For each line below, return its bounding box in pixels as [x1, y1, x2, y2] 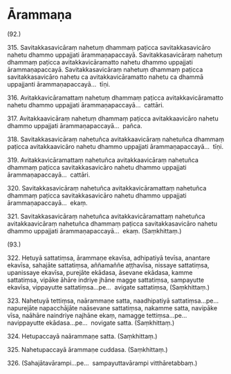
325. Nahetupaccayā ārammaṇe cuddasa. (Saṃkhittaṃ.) [7, 345, 168, 353]
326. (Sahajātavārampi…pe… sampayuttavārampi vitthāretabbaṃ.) [7, 359, 198, 367]
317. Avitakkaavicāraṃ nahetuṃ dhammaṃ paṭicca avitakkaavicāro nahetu [7, 114, 219, 123]
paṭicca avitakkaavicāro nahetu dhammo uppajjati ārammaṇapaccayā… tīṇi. [7, 142, 223, 150]
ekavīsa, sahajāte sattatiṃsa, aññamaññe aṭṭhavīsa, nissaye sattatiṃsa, [7, 260, 210, 269]
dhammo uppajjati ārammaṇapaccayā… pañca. [7, 121, 142, 130]
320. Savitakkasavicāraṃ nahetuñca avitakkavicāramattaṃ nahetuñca [7, 184, 207, 192]
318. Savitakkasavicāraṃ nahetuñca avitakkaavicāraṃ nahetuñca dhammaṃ [7, 135, 225, 143]
